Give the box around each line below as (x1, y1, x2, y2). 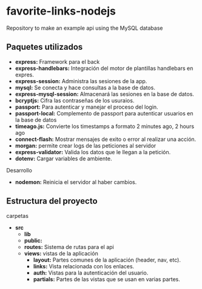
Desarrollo (6, 166, 32, 174)
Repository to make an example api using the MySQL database (6, 24, 163, 32)
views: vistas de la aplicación (24, 250, 98, 257)
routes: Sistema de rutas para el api (24, 243, 114, 250)
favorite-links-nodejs (6, 4, 116, 18)
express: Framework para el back (15, 58, 100, 65)
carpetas (6, 212, 29, 219)
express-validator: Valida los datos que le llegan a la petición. (15, 148, 171, 155)
